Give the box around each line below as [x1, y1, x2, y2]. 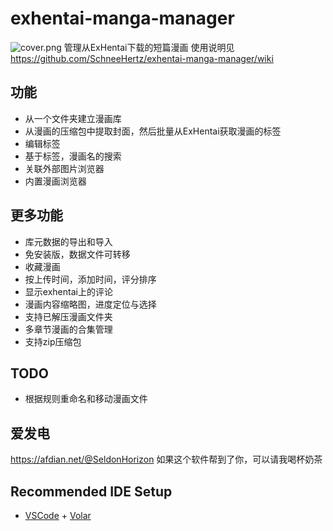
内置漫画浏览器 [24, 175, 87, 187]
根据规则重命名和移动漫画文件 [24, 393, 148, 405]
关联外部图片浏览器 [24, 162, 105, 174]
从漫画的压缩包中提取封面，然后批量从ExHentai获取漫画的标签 [24, 125, 282, 137]
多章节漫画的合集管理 [24, 323, 113, 335]
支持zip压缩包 [24, 335, 82, 347]
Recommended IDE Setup [10, 483, 173, 500]
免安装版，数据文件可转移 [24, 248, 131, 260]
